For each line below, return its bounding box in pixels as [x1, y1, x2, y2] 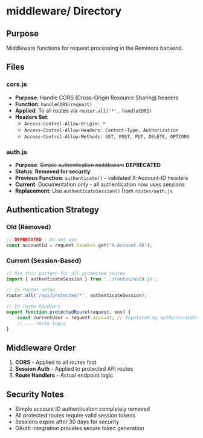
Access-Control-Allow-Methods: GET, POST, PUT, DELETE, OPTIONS [24, 133, 190, 140]
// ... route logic [17, 320, 66, 327]
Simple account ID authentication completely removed [14, 405, 150, 413]
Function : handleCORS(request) [14, 100, 92, 107]
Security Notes [6, 389, 65, 399]
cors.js [6, 80, 27, 88]
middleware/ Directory [6, 4, 122, 18]
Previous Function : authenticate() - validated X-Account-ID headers [14, 174, 188, 181]
